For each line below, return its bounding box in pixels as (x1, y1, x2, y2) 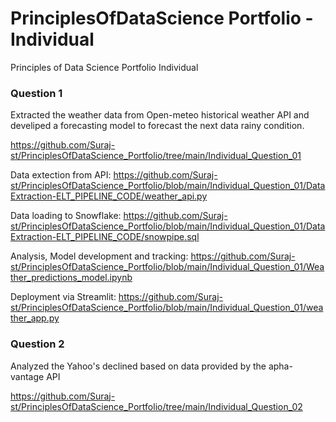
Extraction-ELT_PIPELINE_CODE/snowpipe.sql (10, 231, 200, 243)
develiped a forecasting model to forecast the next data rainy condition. (10, 120, 305, 132)
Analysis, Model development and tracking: (10, 250, 189, 262)
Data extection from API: (10, 169, 112, 181)
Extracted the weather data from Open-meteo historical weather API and (10, 109, 310, 121)
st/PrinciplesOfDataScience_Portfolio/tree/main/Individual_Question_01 (10, 150, 302, 162)
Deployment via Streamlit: (10, 291, 117, 303)
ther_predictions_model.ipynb (10, 272, 133, 284)
